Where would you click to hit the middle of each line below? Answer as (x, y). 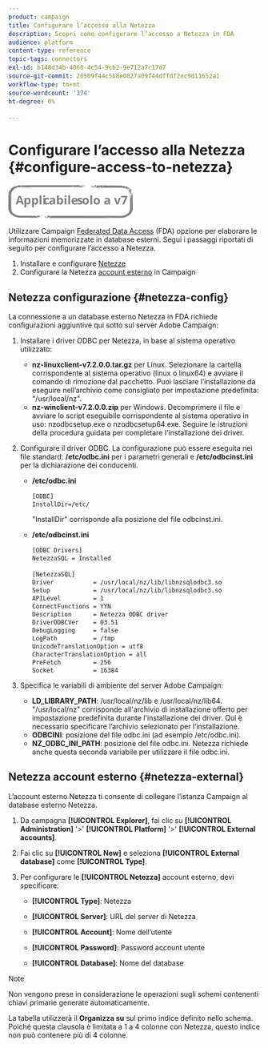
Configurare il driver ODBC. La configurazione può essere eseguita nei (136, 448)
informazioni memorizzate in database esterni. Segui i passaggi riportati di (131, 239)
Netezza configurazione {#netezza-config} (119, 297)
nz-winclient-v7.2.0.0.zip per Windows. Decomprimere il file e (136, 407)
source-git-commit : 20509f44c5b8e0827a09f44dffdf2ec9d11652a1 (114, 76)
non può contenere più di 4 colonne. (68, 1035)
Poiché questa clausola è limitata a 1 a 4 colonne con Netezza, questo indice (134, 1026)
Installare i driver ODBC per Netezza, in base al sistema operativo (128, 341)
